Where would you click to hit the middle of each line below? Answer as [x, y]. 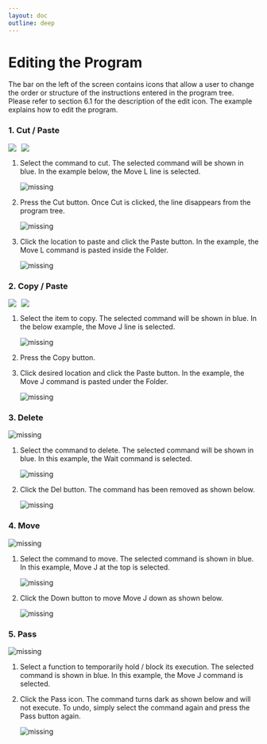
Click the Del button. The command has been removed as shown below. [137, 490]
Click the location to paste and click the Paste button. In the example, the [139, 241]
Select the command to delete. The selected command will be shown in [137, 450]
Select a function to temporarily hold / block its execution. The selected [137, 667]
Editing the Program [75, 63]
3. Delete [26, 417]
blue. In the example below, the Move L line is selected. [110, 171]
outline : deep [32, 23]
